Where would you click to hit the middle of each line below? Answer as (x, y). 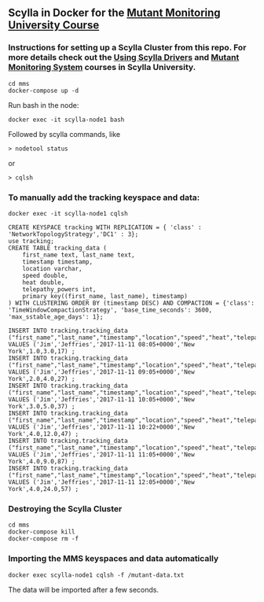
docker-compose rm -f (44, 539)
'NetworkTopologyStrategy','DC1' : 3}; (73, 234)
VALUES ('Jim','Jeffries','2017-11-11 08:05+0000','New (101, 344)
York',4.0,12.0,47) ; (44, 434)
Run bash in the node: (44, 105)
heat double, (44, 283)
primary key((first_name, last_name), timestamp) (105, 296)
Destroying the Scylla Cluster (65, 508)
